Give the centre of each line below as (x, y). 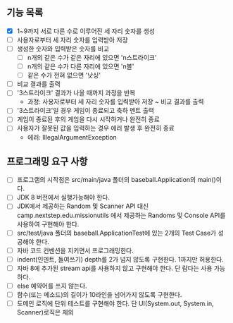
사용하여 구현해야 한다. (48, 224)
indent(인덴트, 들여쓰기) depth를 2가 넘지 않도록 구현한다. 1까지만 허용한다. (120, 259)
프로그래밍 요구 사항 (47, 161)
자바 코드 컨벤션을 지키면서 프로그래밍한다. (75, 250)
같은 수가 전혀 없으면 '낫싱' (64, 75)
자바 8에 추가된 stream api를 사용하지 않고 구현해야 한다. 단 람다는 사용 (114, 268)
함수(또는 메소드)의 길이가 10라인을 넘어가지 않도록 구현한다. (99, 294)
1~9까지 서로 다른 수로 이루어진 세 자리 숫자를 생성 (86, 31)
